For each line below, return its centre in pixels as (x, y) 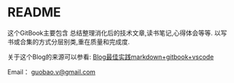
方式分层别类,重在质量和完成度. (84, 41)
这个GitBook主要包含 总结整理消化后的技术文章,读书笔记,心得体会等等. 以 (114, 33)
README (34, 12)
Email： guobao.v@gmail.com (52, 72)
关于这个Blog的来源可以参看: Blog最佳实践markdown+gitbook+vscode (111, 57)
